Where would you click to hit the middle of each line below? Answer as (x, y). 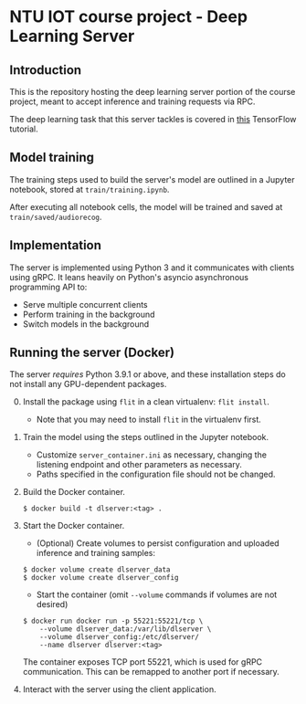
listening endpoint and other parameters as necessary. (139, 465)
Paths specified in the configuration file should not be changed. (156, 474)
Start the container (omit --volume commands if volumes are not (157, 594)
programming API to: (48, 287)
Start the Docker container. (74, 526)
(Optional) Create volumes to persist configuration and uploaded (158, 543)
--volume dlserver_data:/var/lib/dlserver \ (126, 629)
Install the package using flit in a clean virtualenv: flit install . (146, 402)
